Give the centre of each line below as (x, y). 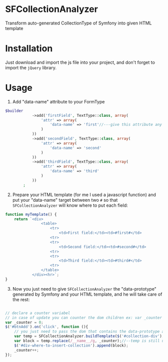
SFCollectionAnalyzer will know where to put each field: (70, 205)
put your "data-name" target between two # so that (65, 200)
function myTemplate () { (31, 214)
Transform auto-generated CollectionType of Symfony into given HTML (78, 23)
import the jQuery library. (31, 67)
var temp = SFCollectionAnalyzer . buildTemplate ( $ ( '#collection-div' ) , (89, 336)
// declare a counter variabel (38, 313)
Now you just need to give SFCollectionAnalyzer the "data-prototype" (84, 289)
